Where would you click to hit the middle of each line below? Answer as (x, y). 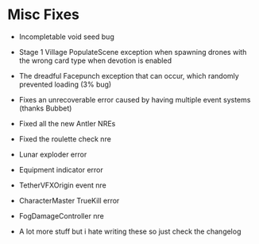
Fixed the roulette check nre (65, 139)
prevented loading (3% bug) (65, 84)
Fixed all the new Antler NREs (67, 123)
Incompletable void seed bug (66, 37)
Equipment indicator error (61, 169)
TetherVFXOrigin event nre (62, 185)
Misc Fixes (44, 15)
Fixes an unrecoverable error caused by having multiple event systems (135, 99)
